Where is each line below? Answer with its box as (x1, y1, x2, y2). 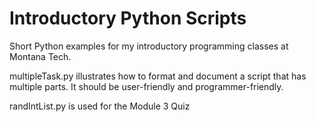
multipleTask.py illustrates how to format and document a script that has (9, 70, 307, 82)
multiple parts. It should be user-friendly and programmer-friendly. (9, 80, 284, 92)
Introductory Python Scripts (9, 7, 247, 30)
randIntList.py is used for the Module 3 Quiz (9, 100, 191, 112)
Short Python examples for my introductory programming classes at (9, 40, 289, 52)
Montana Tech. (9, 50, 72, 62)
